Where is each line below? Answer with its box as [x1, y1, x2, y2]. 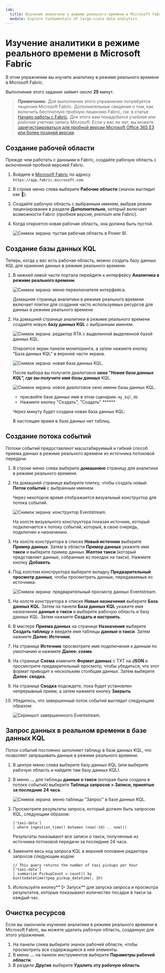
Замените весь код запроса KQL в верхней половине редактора [12, 848, 148, 854]
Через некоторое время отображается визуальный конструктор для [12, 494, 157, 500]
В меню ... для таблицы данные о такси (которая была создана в [12, 776, 150, 782]
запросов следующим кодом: [12, 853, 75, 859]
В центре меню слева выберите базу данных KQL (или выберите [12, 762, 149, 767]
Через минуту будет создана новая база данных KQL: [12, 408, 125, 414]
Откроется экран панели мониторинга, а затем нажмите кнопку [12, 346, 147, 351]
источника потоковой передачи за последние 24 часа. [12, 838, 128, 844]
